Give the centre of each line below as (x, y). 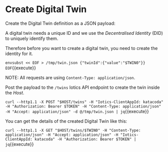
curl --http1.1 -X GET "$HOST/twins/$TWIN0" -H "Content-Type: (73, 130)
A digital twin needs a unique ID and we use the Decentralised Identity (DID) (84, 33)
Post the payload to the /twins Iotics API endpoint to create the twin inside (82, 87)
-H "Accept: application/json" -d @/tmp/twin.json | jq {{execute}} (77, 111)
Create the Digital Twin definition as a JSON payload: (60, 23)
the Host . (15, 92)
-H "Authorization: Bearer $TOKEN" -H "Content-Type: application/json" (83, 106)
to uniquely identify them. (32, 38)
